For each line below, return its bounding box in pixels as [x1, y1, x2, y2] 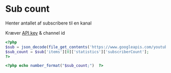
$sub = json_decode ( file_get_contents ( [5, 44, 90, 50]
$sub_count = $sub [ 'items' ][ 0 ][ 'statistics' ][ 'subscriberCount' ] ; [5, 49, 149, 54]
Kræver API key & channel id [5, 30, 65, 36]
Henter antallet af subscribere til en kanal [5, 20, 92, 26]
